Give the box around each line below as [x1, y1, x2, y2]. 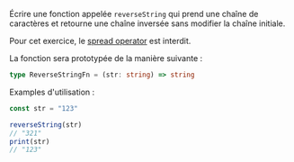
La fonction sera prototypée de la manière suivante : [9, 53, 203, 63]
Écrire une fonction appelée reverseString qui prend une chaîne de [9, 9, 259, 19]
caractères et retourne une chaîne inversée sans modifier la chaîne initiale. [9, 18, 286, 29]
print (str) [9, 137, 50, 146]
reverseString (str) [9, 120, 83, 130]
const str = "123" [9, 103, 78, 112]
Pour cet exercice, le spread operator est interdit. [9, 36, 192, 46]
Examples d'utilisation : [9, 86, 95, 97]
